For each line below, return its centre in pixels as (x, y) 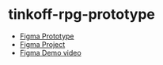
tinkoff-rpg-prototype (82, 14)
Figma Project (42, 44)
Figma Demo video (50, 52)
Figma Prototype (47, 36)
